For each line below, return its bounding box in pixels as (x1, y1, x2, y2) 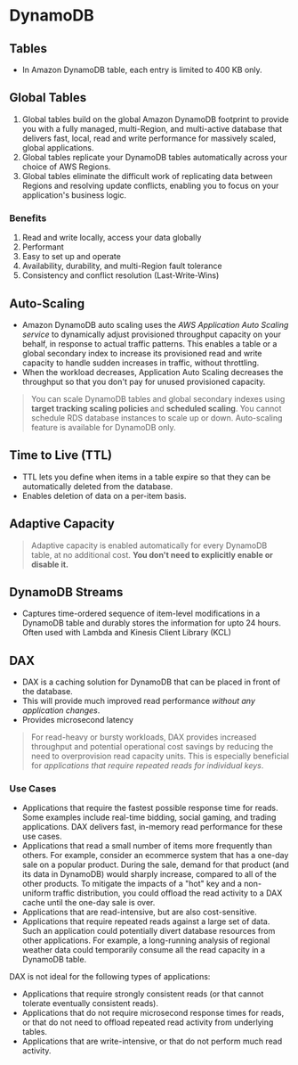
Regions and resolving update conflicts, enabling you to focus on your (21, 180, 279, 191)
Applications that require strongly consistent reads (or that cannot (21, 988, 264, 999)
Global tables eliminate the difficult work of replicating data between (21, 170, 273, 181)
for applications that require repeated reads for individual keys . (30, 760, 264, 771)
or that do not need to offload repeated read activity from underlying (21, 1017, 274, 1028)
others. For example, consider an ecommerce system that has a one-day (21, 850, 289, 861)
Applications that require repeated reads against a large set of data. (21, 916, 270, 927)
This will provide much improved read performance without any (21, 696, 256, 707)
